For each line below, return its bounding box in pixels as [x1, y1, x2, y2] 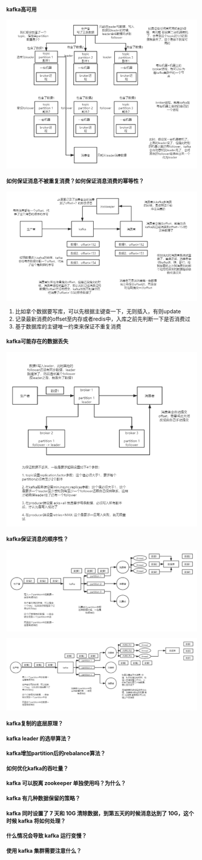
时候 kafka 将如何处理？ [6, 817, 66, 824]
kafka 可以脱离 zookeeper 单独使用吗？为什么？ [6, 780, 126, 787]
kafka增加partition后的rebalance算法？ [6, 750, 106, 757]
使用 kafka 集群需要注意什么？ [6, 847, 82, 854]
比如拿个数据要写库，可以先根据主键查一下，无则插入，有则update [15, 307, 181, 314]
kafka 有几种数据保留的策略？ [6, 794, 80, 801]
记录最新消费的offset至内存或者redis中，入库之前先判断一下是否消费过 [15, 315, 191, 322]
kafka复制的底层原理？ [6, 720, 64, 727]
